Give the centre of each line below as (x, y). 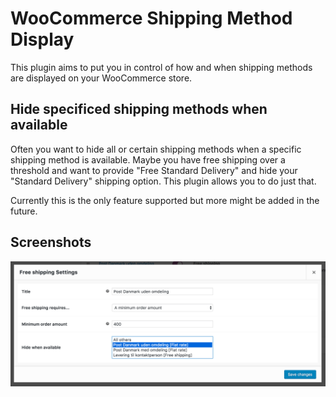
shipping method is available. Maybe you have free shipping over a (148, 159)
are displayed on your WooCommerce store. (101, 78)
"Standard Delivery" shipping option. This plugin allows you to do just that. (163, 181)
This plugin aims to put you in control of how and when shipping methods (161, 67)
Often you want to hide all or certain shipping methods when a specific (156, 149)
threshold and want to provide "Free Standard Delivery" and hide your (154, 170)
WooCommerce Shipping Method (151, 18)
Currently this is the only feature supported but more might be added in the (165, 200)
